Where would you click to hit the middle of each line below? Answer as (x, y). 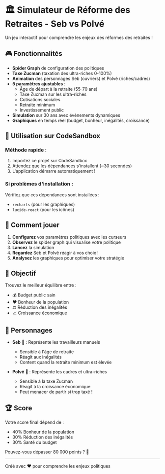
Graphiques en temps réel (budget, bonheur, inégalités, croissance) (81, 120)
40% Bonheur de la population (43, 432)
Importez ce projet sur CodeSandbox (50, 161)
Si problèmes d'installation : (39, 184)
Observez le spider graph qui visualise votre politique (67, 242)
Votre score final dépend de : (34, 422)
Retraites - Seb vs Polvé (55, 24)
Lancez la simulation (33, 247)
